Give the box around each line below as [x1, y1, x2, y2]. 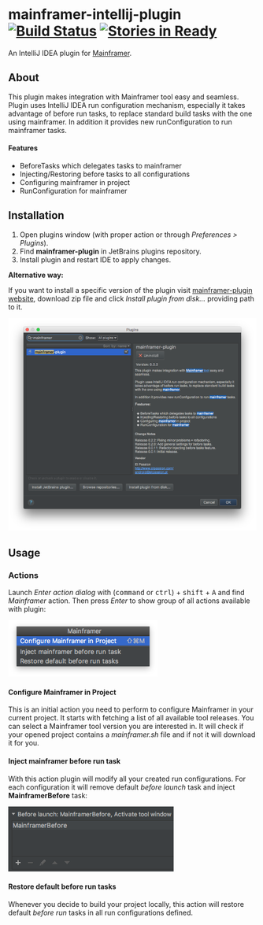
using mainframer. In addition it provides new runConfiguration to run [8, 117, 232, 127]
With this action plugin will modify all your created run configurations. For [8, 774, 246, 783]
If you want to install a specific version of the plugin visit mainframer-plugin [8, 285, 254, 294]
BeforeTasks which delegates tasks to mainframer [19, 161, 183, 170]
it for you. [8, 738, 39, 748]
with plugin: [8, 605, 46, 614]
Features [8, 143, 38, 153]
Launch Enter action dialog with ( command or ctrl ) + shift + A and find [8, 588, 246, 598]
